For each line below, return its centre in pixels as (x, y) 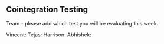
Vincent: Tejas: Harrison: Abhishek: (49, 35)
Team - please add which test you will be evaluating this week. (82, 23)
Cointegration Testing (47, 10)
